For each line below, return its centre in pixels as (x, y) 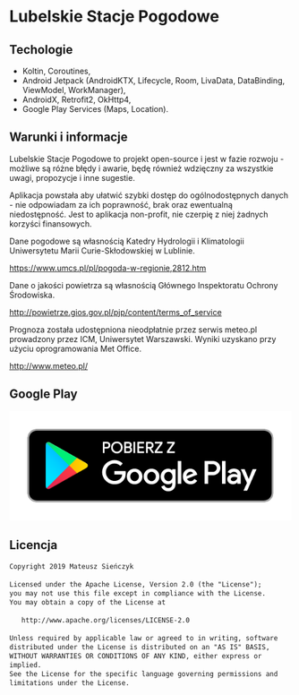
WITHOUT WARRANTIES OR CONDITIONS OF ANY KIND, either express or (136, 656)
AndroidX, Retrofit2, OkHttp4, (77, 99)
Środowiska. (32, 295)
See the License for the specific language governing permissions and (144, 674)
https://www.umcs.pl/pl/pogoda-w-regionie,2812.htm (108, 268)
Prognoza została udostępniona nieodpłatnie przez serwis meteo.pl (133, 330)
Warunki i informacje (68, 137)
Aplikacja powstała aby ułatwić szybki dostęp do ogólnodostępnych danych (149, 195)
